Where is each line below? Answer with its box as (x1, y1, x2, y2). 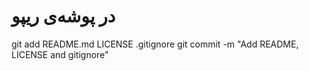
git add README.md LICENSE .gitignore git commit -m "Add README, (11, 38, 299, 50)
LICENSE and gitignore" (11, 48, 109, 60)
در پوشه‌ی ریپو (11, 5, 116, 28)
